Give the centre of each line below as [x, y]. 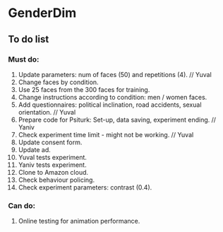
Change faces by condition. [58, 82]
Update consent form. [50, 142]
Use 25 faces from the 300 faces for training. [84, 89]
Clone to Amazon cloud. [53, 172]
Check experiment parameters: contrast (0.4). [85, 187]
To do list [29, 39]
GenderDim [42, 13]
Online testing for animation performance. [79, 221]
